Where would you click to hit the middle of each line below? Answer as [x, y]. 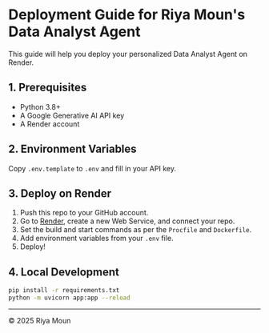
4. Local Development [64, 272]
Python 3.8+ [40, 106]
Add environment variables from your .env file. [96, 239]
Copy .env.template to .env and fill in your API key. [92, 168]
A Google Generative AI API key [72, 115]
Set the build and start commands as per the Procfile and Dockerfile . [136, 230]
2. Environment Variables [73, 149]
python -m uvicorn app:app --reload [69, 298]
